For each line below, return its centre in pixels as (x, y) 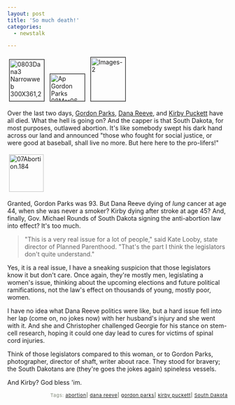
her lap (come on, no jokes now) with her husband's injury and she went (111, 318)
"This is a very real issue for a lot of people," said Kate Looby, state (121, 240)
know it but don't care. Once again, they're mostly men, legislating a (106, 275)
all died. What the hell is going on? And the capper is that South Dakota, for (115, 121)
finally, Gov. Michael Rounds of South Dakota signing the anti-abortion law (114, 219)
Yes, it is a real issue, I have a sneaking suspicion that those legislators (109, 268)
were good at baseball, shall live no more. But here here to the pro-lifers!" (113, 143)
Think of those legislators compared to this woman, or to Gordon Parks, (110, 354)
